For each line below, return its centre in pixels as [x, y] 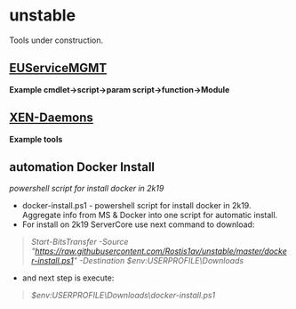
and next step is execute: [68, 278]
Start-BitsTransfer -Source [80, 242]
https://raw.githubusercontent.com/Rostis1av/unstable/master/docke [161, 251]
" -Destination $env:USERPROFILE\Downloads [159, 261]
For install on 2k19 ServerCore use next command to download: [138, 224]
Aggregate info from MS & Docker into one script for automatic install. [150, 215]
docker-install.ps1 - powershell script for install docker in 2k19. [136, 206]
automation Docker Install [82, 167]
